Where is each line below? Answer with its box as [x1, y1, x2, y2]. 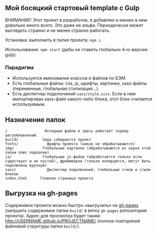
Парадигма [5, 64, 34, 71]
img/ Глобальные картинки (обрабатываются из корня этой [5, 146, 151, 150]
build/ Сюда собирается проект [5, 137, 92, 142]
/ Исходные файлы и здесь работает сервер [5, 128, 129, 133]
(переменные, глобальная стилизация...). [12, 86, 99, 91]
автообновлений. [5, 133, 38, 138]
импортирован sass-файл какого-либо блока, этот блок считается [12, 96, 153, 102]
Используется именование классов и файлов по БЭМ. [12, 75, 127, 81]
